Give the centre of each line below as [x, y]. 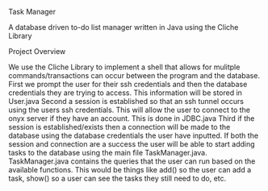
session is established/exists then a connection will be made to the [119, 127]
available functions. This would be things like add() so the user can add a [130, 170]
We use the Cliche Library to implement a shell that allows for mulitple [124, 67]
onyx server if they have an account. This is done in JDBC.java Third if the [132, 118]
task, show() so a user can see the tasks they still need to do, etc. [117, 178]
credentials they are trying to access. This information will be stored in [125, 93]
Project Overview [37, 51]
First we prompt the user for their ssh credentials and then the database [128, 84]
